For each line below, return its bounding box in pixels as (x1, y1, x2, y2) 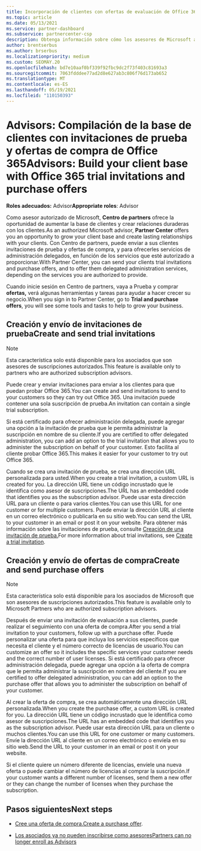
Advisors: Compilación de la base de (6, 118, 192, 132)
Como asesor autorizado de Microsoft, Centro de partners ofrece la (6, 214, 175, 221)
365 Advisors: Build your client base (6, 157, 188, 170)
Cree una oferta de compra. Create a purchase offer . (14, 820, 144, 828)
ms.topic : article (6, 14, 52, 20)
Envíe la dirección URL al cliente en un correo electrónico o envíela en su (6, 737, 186, 744)
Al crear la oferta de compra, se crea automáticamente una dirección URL (6, 698, 188, 706)
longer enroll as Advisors (14, 838, 77, 846)
